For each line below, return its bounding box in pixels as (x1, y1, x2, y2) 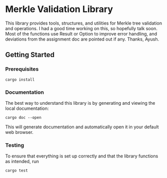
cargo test (5, 168, 28, 173)
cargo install (5, 77, 35, 82)
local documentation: (5, 105, 49, 111)
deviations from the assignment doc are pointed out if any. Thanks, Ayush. (5, 36, 159, 42)
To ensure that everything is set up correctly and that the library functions (5, 153, 158, 159)
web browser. (5, 129, 34, 135)
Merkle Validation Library (5, 4, 113, 15)
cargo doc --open (5, 115, 42, 120)
